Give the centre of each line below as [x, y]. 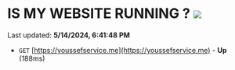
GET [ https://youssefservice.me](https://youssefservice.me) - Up [123, 50]
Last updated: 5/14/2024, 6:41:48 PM [69, 35]
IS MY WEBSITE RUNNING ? [99, 14]
